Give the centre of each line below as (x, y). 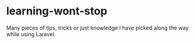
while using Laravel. (31, 34)
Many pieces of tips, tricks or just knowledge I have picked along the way (97, 28)
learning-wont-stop (57, 11)
